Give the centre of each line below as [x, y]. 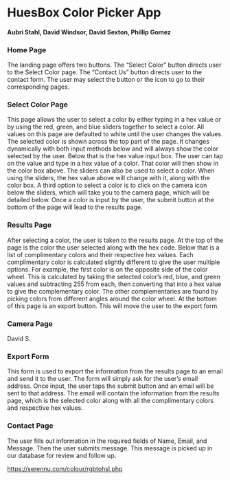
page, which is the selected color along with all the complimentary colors [111, 401]
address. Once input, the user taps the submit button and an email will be [111, 386]
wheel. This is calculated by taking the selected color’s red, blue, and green [114, 276]
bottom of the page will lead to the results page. [75, 207]
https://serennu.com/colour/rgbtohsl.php [65, 468]
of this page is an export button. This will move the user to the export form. [113, 306]
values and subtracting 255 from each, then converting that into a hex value [114, 284]
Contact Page [30, 426]
